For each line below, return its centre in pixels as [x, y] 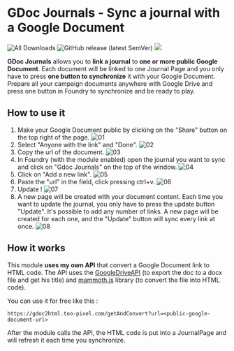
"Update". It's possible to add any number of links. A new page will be [118, 211]
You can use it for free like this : [53, 301]
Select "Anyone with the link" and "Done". [77, 144]
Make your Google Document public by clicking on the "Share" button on [122, 130]
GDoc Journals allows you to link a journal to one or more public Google [112, 61]
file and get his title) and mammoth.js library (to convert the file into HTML [114, 280]
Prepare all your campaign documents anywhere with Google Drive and [110, 83]
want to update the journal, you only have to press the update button [116, 204]
